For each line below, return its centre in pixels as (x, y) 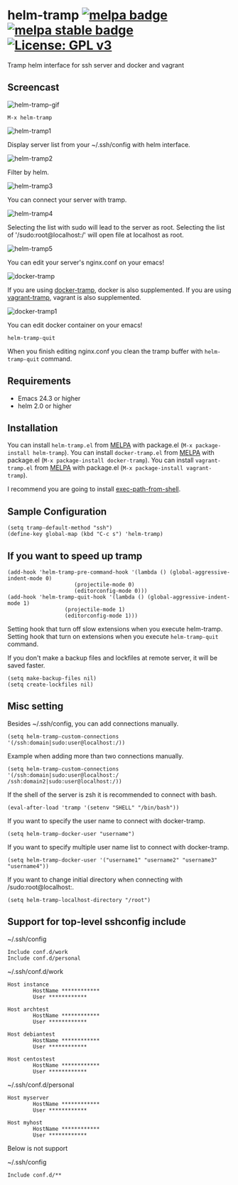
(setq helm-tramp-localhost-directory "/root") (79, 900)
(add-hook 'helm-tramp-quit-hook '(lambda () (76, 597)
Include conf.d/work (38, 952)
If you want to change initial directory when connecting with (95, 879)
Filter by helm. (28, 172)
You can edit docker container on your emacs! (75, 325)
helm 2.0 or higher (45, 406)
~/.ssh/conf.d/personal (41, 1085)
